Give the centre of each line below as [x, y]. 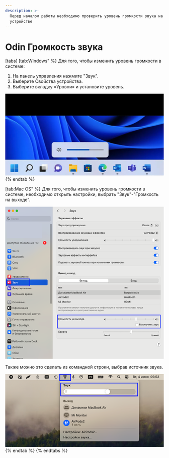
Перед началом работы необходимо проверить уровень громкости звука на [87, 16]
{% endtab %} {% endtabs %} [36, 450]
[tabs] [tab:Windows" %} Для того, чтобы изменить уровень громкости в [83, 61]
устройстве [21, 21]
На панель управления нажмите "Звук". [56, 76]
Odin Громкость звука [54, 47]
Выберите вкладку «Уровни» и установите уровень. [68, 87]
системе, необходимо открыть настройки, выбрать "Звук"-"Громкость [82, 194]
